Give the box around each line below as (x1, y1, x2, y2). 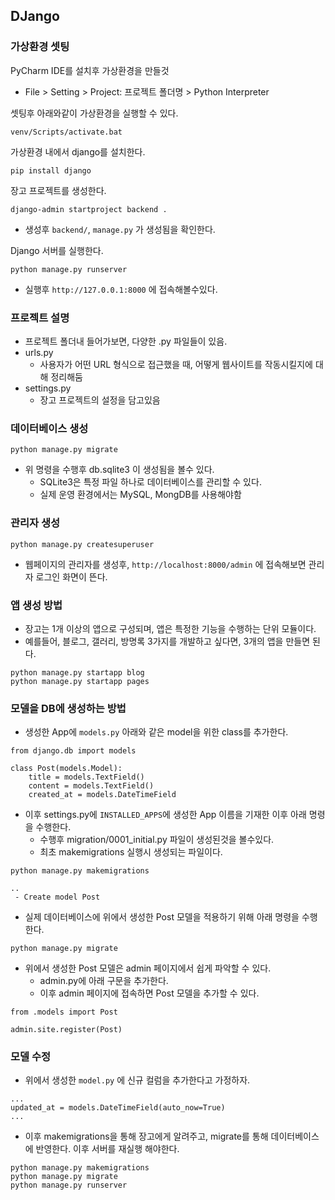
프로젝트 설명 (10, 310, 70, 324)
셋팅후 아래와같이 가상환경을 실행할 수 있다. (10, 107, 179, 119)
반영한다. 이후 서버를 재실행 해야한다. (35, 1143, 180, 1155)
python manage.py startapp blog (10, 667, 145, 678)
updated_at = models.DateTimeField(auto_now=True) (10, 1103, 226, 1113)
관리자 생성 (10, 516, 61, 530)
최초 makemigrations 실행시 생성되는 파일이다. (39, 846, 223, 858)
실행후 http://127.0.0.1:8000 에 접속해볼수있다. (24, 283, 218, 295)
